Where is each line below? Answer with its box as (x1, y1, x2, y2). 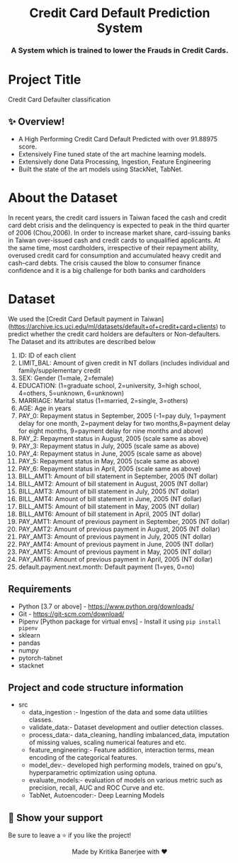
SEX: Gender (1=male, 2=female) (18, 373, 114, 382)
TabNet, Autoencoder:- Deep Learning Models (28, 791, 165, 800)
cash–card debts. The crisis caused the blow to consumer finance (8, 258, 201, 267)
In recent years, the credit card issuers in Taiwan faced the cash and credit (8, 213, 227, 222)
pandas (18, 638, 41, 647)
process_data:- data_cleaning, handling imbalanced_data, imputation (28, 731, 229, 739)
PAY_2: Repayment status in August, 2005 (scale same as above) (18, 434, 209, 442)
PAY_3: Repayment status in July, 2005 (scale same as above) (18, 441, 200, 450)
